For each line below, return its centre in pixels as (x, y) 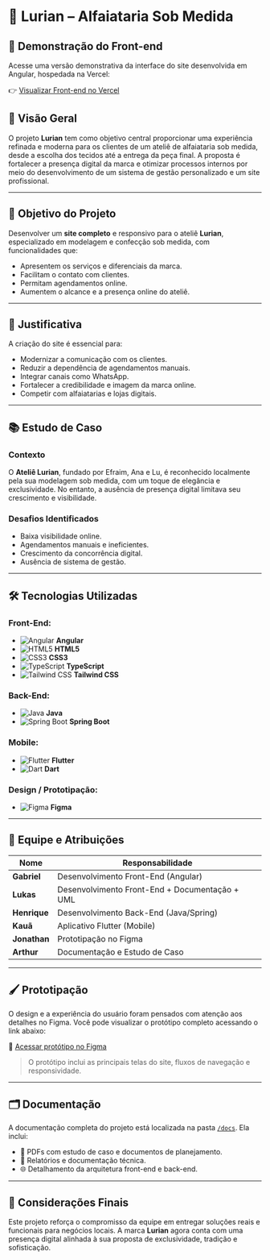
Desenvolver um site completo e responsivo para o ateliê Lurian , (116, 233)
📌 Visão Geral (43, 119)
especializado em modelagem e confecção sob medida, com (109, 242)
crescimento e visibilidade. (53, 498)
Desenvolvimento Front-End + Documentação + (148, 889)
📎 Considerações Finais (69, 1202)
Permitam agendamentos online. (74, 283)
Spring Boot (90, 721)
